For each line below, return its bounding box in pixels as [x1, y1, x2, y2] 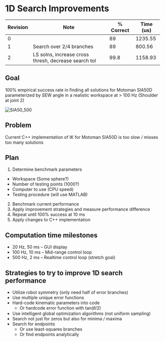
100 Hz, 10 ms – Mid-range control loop [12, 249, 92, 255]
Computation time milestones [5, 231, 98, 239]
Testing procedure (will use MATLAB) [12, 192, 88, 198]
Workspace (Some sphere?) [12, 176, 69, 182]
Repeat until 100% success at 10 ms [12, 211, 85, 217]
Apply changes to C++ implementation [12, 217, 91, 223]
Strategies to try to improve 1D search [5, 268, 123, 277]
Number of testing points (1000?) [12, 181, 80, 187]
